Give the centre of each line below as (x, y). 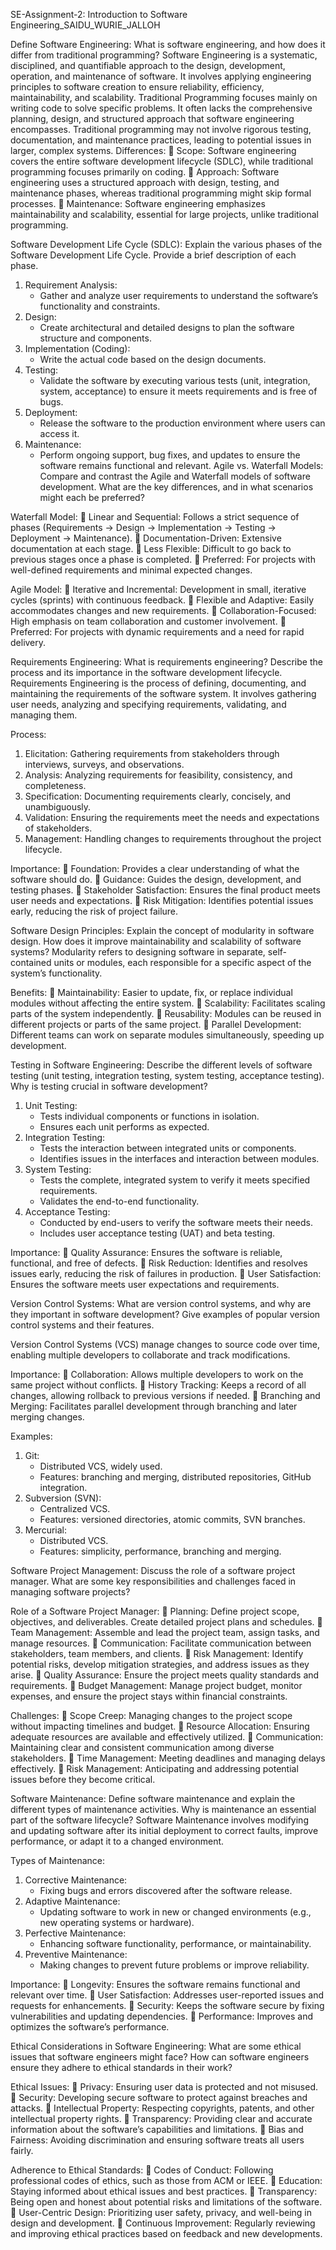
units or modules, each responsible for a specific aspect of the (182, 962)
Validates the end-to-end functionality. (119, 1201)
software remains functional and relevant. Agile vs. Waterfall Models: (181, 465)
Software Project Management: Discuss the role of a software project (153, 1570)
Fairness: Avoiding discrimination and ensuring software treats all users (157, 2140)
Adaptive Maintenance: (72, 1901)
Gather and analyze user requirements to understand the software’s (179, 295)
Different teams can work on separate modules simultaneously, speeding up (167, 1035)
